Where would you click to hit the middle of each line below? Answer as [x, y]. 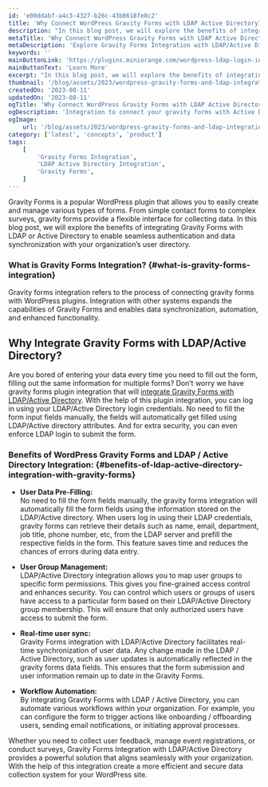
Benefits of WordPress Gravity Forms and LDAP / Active [118, 455]
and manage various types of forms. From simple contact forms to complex [132, 210]
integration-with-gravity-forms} [72, 475]
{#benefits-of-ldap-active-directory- [169, 464]
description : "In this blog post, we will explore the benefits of [123, 30]
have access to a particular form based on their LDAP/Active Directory [135, 601]
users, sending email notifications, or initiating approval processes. [130, 725]
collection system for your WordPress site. [78, 775]
